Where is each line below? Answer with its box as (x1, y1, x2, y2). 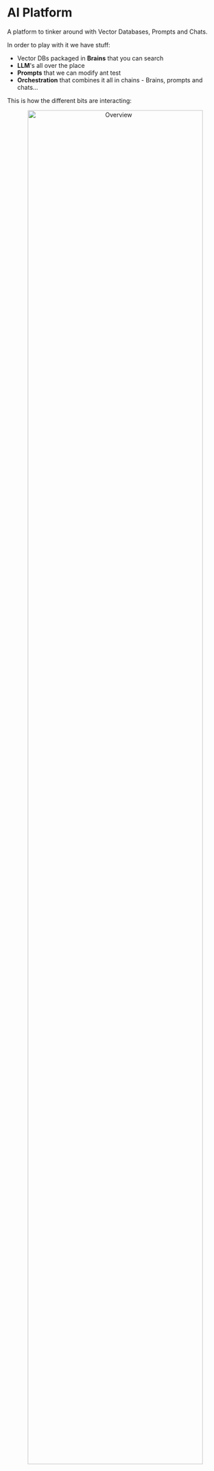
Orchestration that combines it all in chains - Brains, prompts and (16, 75, 203, 84)
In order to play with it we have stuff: (7, 40, 111, 49)
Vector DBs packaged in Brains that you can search (16, 53, 164, 62)
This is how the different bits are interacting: (7, 96, 132, 104)
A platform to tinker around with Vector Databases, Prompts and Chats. (7, 27, 208, 36)
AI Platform (7, 5, 73, 21)
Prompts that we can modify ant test (16, 69, 121, 77)
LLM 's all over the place (16, 61, 85, 69)
